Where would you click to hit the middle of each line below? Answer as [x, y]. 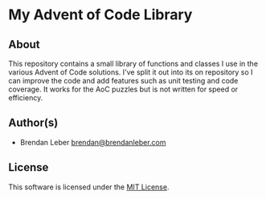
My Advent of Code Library [100, 15]
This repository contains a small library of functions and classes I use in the [133, 63]
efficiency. [26, 97]
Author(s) [33, 123]
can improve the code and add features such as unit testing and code [123, 81]
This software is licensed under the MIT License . [89, 187]
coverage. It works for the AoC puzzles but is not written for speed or [123, 89]
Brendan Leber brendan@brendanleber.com [93, 142]
